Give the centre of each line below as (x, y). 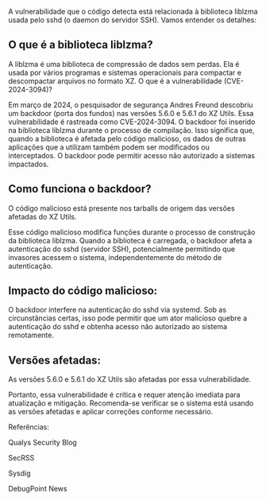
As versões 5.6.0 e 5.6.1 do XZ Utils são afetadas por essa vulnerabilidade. (130, 379)
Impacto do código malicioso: (83, 291)
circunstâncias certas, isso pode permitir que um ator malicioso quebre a (128, 318)
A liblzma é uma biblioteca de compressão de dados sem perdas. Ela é (124, 64)
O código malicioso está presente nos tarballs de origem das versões (122, 208)
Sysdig (19, 473)
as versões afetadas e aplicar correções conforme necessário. (111, 412)
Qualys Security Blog (42, 443)
